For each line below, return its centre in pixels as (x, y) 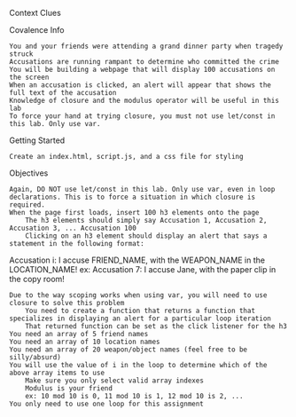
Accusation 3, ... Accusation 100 (73, 228)
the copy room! (37, 279)
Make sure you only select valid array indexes (114, 381)
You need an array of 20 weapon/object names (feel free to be (129, 350)
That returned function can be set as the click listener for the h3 (156, 327)
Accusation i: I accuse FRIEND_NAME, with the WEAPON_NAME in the (137, 260)
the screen (29, 77)
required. (27, 205)
